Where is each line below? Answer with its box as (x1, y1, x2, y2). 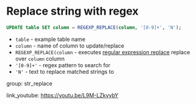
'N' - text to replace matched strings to (15, 68, 114, 75)
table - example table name (15, 35, 85, 43)
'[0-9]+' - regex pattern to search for (15, 61, 111, 68)
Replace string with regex (6, 4, 139, 18)
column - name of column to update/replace (15, 42, 125, 49)
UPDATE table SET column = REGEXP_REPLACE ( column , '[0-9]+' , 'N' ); (6, 24, 182, 31)
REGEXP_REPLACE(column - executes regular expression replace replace (15, 48, 191, 56)
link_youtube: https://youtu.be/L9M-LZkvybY (6, 92, 119, 99)
